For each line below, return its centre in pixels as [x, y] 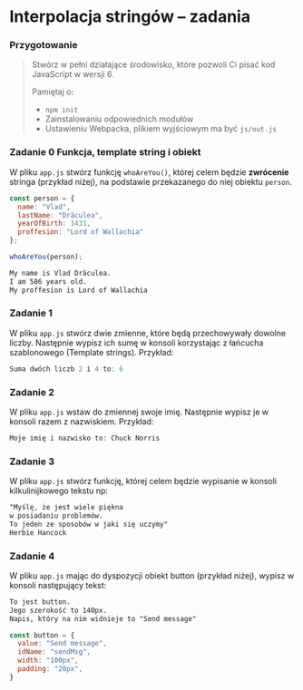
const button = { [42, 635]
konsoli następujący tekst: [58, 585]
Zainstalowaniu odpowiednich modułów [119, 119]
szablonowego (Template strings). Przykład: [92, 352]
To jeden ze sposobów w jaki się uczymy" [89, 524]
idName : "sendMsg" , [54, 652]
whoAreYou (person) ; [46, 257]
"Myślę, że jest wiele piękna [67, 508]
